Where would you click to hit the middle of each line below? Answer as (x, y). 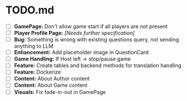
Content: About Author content (52, 79)
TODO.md (30, 10)
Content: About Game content (51, 85)
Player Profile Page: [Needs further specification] (74, 33)
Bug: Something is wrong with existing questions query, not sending (96, 40)
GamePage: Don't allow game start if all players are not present (91, 26)
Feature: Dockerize (37, 72)
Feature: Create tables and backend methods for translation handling (98, 65)
